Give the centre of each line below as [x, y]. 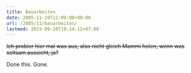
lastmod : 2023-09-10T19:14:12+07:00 [53, 29]
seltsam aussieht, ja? [33, 53]
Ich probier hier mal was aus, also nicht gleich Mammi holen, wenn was [95, 46]
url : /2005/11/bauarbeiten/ [42, 23]
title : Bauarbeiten [31, 12]
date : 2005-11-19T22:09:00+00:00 [49, 18]
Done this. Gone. [27, 64]
